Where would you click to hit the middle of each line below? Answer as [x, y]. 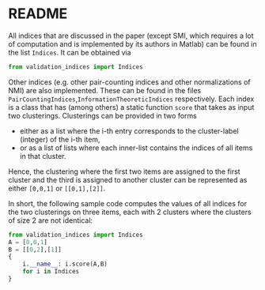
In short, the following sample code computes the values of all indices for [128, 203]
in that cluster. [43, 156]
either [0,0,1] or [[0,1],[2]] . [57, 188]
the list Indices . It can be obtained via [70, 52]
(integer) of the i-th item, [60, 139]
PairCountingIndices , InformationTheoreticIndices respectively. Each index [131, 99]
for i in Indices [51, 272]
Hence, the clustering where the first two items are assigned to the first [124, 171]
